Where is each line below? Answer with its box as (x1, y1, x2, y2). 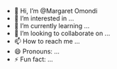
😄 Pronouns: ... (13, 47, 60, 56)
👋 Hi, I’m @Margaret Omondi (13, 7, 98, 15)
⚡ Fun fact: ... (13, 55, 53, 63)
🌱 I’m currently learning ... (13, 22, 90, 30)
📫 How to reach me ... (13, 37, 80, 45)
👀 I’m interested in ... (13, 14, 74, 23)
